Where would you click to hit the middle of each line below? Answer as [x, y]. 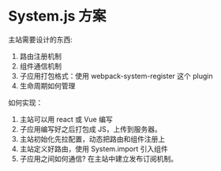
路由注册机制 [40, 56]
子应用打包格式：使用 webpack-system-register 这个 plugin [116, 76]
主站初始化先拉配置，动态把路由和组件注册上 [92, 139]
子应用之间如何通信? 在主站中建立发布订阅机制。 [98, 158]
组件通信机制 [40, 66]
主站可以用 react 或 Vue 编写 [66, 119]
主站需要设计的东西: [41, 39]
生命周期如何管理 [47, 85]
